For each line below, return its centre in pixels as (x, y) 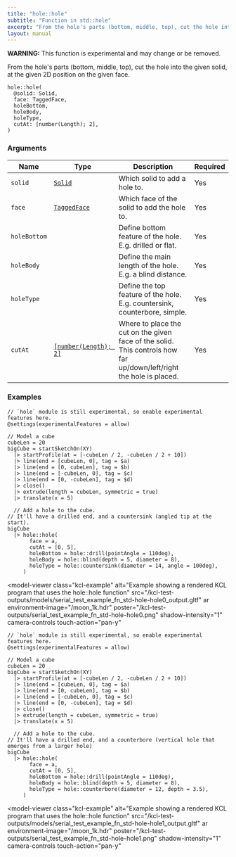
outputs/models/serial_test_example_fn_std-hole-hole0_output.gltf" (105, 599)
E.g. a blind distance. (153, 274)
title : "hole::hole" (38, 14)
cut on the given (145, 332)
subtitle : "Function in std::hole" (59, 20)
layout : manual (29, 33)
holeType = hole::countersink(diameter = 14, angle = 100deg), (124, 566)
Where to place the (150, 323)
